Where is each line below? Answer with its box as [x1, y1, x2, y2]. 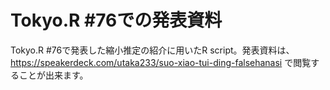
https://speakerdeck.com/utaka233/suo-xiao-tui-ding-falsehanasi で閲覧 [10, 56, 312, 68]
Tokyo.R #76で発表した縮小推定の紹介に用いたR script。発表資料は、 [10, 44, 295, 56]
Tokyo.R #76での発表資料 [10, 9, 223, 32]
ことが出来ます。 [18, 69, 89, 81]
